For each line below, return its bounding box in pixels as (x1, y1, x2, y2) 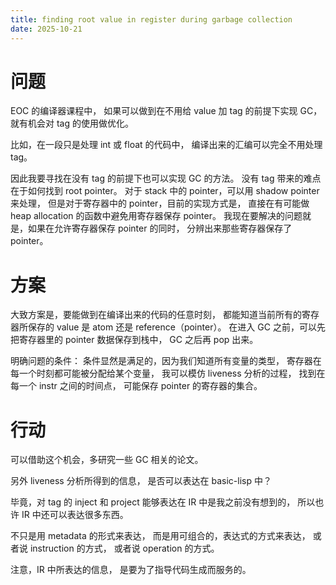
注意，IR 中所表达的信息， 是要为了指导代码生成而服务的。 (10, 564, 252, 576)
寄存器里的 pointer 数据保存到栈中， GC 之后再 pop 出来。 (18, 334, 259, 346)
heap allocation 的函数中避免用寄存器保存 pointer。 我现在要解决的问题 (10, 210, 303, 222)
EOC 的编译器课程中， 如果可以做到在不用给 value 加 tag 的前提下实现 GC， (10, 105, 323, 117)
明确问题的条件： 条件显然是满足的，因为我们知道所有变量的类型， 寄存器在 (10, 355, 322, 367)
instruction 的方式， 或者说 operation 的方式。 (29, 542, 220, 555)
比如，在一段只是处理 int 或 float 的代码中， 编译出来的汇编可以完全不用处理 (10, 139, 323, 151)
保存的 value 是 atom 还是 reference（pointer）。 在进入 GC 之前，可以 (27, 321, 317, 333)
